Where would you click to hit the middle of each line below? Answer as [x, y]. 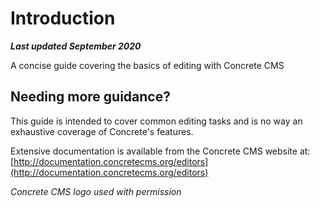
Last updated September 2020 [76, 46]
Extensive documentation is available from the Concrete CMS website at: [160, 151]
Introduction [63, 18]
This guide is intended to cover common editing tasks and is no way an [156, 121]
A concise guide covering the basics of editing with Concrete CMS [147, 65]
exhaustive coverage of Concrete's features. [102, 131]
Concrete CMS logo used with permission [96, 191]
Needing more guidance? [90, 97]
